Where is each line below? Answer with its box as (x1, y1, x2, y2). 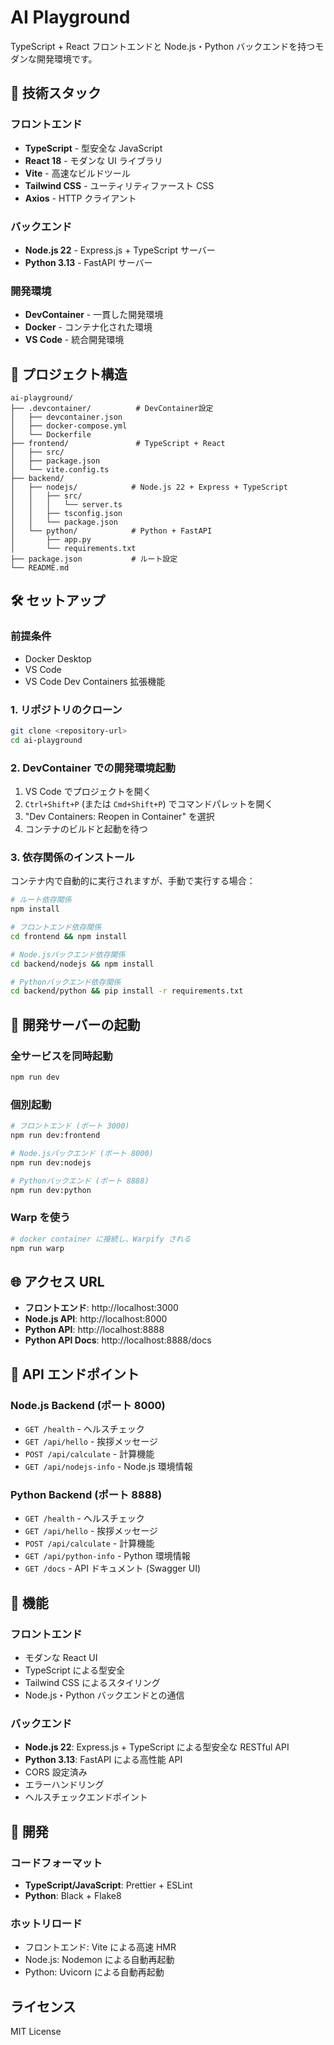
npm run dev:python (10, 1185, 92, 1195)
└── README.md (10, 563, 70, 573)
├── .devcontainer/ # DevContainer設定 (10, 404, 214, 414)
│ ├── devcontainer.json (10, 412, 123, 423)
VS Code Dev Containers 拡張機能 (24, 675, 166, 687)
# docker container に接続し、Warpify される (10, 1234, 192, 1244)
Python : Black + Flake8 (24, 1889, 122, 1901)
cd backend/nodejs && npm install (10, 959, 155, 969)
